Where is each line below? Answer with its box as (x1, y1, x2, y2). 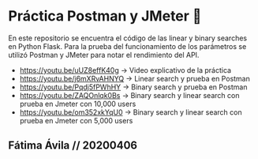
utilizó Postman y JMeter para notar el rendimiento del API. (8, 50, 200, 59)
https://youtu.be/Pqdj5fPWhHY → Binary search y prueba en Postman (19, 82, 248, 92)
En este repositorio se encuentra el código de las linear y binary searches (8, 33, 247, 43)
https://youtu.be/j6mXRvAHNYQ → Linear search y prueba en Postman (19, 74, 250, 83)
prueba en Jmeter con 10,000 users (19, 99, 136, 108)
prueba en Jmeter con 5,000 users (19, 115, 133, 125)
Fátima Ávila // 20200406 (8, 138, 138, 153)
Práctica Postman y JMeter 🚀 (8, 7, 202, 25)
